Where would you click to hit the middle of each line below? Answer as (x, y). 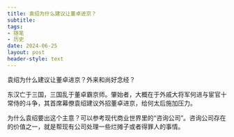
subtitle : (22, 20)
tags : (15, 26)
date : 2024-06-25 (32, 46)
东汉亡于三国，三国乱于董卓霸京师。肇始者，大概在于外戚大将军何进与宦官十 (117, 94)
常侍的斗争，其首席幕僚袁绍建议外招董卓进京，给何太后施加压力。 (102, 103)
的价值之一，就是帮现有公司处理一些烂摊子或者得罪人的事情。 (96, 127)
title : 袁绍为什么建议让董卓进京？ (52, 14)
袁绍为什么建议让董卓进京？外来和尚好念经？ (71, 79)
